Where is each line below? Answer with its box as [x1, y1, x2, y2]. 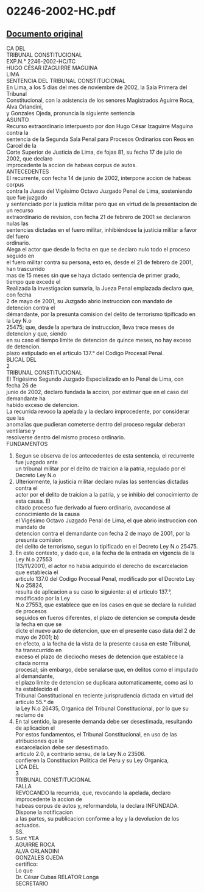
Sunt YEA [15, 835, 40, 841]
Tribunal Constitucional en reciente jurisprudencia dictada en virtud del [15, 692, 194, 699]
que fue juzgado [6, 194, 47, 201]
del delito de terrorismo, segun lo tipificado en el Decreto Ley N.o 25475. [15, 543, 199, 550]
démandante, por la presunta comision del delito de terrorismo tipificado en [6, 311, 196, 318]
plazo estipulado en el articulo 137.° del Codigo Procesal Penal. [6, 350, 164, 356]
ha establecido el [15, 685, 58, 692]
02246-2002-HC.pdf [6, 4, 116, 18]
